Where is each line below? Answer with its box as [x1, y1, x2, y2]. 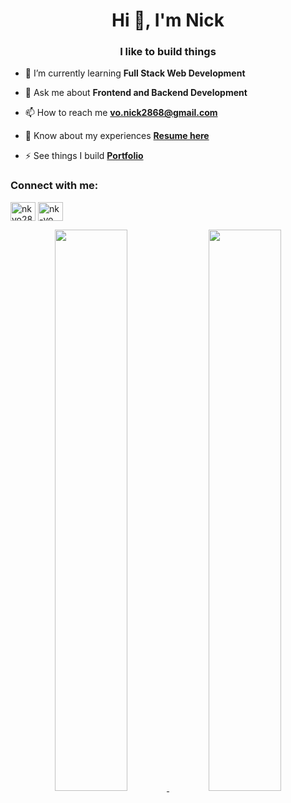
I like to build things [119, 45, 217, 59]
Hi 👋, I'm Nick [111, 9, 225, 32]
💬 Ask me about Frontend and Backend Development [24, 87, 248, 99]
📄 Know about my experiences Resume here [24, 130, 210, 142]
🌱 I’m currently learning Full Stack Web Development [24, 67, 246, 79]
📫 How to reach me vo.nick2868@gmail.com [24, 107, 218, 119]
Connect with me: [10, 179, 99, 193]
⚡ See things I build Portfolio [24, 150, 144, 162]
